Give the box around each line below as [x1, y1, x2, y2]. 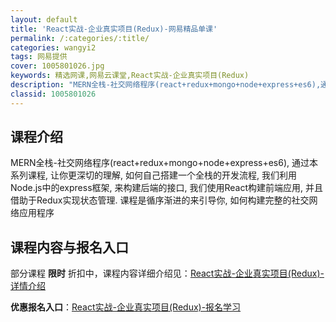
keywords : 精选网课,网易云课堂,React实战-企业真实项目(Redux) [10, 71, 250, 81]
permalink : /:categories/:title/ [10, 33, 150, 43]
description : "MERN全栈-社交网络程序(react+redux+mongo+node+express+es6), [10, 80, 322, 90]
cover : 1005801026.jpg [10, 61, 105, 71]
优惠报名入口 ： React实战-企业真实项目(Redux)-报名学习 [10, 301, 242, 313]
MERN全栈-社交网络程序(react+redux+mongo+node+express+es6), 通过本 [10, 157, 319, 169]
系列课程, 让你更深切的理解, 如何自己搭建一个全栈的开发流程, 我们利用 [10, 169, 297, 181]
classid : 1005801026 [10, 89, 97, 99]
